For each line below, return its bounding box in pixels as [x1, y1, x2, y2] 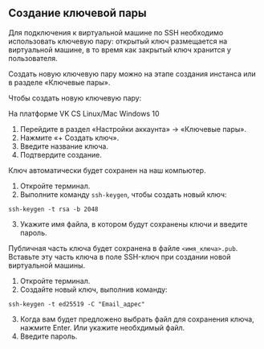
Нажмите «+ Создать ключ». [19, 133, 120, 142]
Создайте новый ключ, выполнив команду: [19, 285, 168, 294]
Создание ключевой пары [8, 6, 147, 20]
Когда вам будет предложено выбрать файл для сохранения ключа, [19, 314, 254, 324]
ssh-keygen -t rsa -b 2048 [8, 205, 99, 213]
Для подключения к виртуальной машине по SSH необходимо [8, 27, 224, 37]
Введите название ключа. [19, 141, 108, 151]
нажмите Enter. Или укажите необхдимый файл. [19, 322, 185, 332]
